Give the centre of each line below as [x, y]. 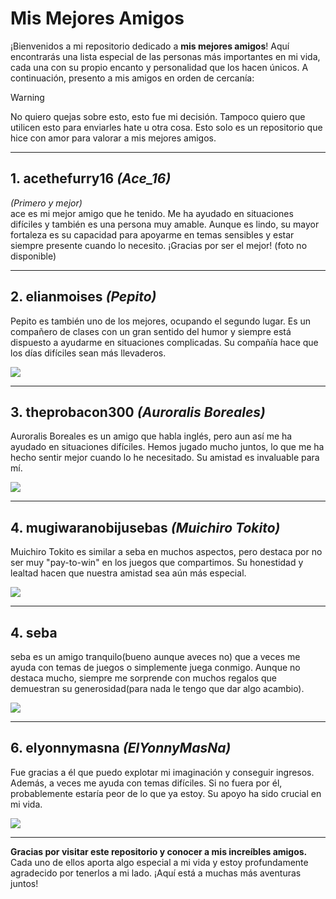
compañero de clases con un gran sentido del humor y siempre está [151, 331]
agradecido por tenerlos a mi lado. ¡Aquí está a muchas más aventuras [156, 873]
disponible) [33, 256]
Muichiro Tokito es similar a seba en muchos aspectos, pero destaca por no [166, 552]
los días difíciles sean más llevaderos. [88, 353]
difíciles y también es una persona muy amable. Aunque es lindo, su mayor [165, 224]
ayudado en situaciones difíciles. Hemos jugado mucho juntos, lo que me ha [167, 447]
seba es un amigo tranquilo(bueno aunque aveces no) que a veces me [155, 656]
